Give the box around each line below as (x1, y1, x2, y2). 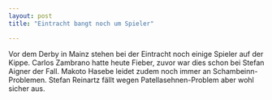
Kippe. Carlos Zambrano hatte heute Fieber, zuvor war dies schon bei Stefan (8, 58, 265, 67)
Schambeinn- (212, 66, 258, 76)
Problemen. (8, 75, 47, 85)
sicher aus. (8, 83, 45, 93)
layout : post (8, 11, 53, 20)
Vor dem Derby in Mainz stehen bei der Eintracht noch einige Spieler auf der (8, 49, 264, 59)
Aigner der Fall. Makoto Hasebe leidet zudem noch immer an (8, 66, 211, 76)
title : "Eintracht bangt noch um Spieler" (8, 20, 154, 28)
